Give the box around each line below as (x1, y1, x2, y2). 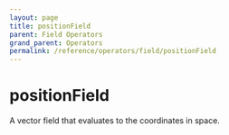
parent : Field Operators (9, 30, 103, 39)
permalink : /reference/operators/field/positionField (9, 47, 217, 56)
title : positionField (9, 22, 91, 31)
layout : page (9, 13, 59, 22)
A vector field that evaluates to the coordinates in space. (9, 115, 220, 126)
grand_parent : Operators (9, 38, 103, 48)
